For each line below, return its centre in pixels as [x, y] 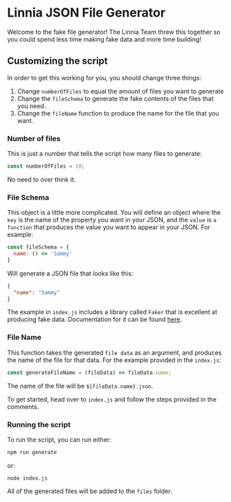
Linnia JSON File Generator [86, 13]
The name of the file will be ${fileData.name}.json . [80, 386]
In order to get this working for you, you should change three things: [104, 78]
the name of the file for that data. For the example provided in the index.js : [114, 360]
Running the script [39, 424]
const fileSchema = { [38, 247]
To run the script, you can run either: [59, 439]
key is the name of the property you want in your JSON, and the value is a [112, 220]
